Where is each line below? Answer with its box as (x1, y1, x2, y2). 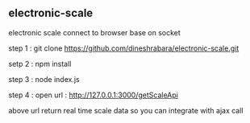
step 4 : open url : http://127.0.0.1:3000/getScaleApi (8, 90, 179, 100)
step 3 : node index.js (8, 74, 80, 84)
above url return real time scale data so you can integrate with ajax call (8, 105, 244, 115)
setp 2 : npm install (8, 59, 72, 68)
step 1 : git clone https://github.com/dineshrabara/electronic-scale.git (8, 43, 240, 53)
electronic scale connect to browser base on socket (8, 27, 181, 37)
